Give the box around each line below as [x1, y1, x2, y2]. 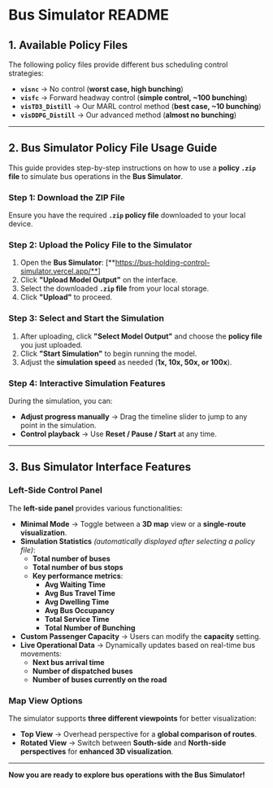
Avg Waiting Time [44, 580, 106, 589]
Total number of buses [32, 554, 111, 563]
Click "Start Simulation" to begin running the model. [19, 348, 197, 358]
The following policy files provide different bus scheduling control [8, 59, 228, 69]
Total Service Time [44, 614, 110, 624]
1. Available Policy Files [8, 38, 128, 52]
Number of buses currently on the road [32, 674, 167, 685]
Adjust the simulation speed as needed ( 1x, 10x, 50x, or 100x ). [19, 357, 232, 367]
